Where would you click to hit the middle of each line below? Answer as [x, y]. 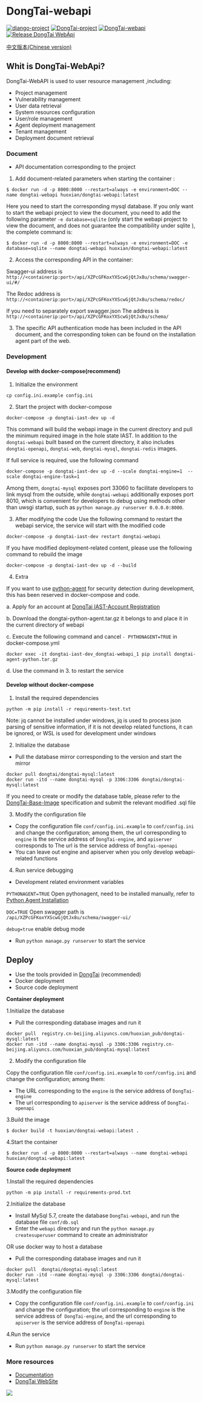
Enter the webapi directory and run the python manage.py [85, 1228]
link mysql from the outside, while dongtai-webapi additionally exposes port [100, 494]
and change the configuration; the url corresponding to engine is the [100, 1310]
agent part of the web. [43, 341]
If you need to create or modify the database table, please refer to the [93, 797]
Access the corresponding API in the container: [74, 260]
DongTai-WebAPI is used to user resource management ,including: [89, 81]
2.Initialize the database [36, 1204]
